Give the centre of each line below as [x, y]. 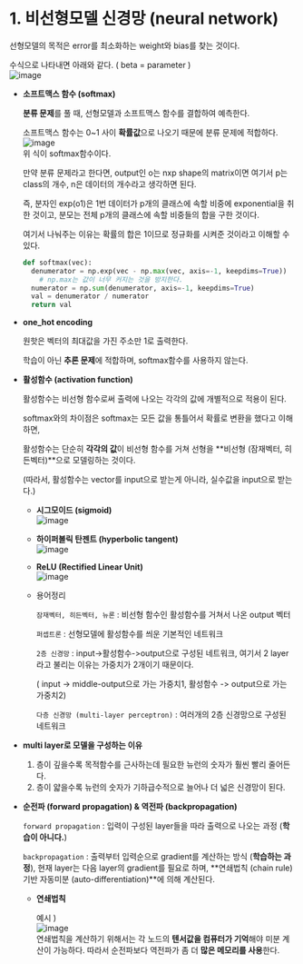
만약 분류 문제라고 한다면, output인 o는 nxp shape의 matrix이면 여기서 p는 [155, 173]
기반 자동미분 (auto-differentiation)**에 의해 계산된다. [119, 880]
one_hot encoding [58, 323]
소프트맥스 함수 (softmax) [69, 94]
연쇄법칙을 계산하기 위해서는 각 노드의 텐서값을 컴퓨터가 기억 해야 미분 [158, 939]
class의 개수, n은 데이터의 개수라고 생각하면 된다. [109, 184]
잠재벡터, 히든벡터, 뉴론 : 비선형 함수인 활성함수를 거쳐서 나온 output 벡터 [163, 615]
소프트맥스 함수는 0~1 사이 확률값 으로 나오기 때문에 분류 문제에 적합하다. [150, 132]
